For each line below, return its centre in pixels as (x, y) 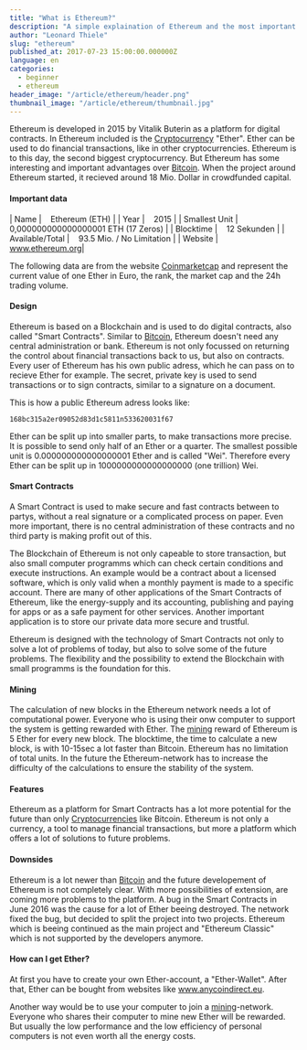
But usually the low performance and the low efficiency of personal (136, 1026)
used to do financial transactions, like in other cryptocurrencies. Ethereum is (153, 148)
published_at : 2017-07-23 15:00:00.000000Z (94, 52)
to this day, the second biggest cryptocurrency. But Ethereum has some (145, 158)
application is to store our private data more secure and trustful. (129, 621)
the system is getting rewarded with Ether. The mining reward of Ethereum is (153, 729)
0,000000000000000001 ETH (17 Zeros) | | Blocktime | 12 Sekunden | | (147, 229)
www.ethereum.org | (47, 248)
